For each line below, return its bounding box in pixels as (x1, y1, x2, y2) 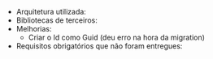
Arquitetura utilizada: (15, 7, 87, 16)
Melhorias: (15, 24, 52, 33)
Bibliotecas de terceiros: (15, 15, 98, 25)
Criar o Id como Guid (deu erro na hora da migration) (28, 32, 206, 42)
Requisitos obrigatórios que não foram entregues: (15, 41, 183, 51)
